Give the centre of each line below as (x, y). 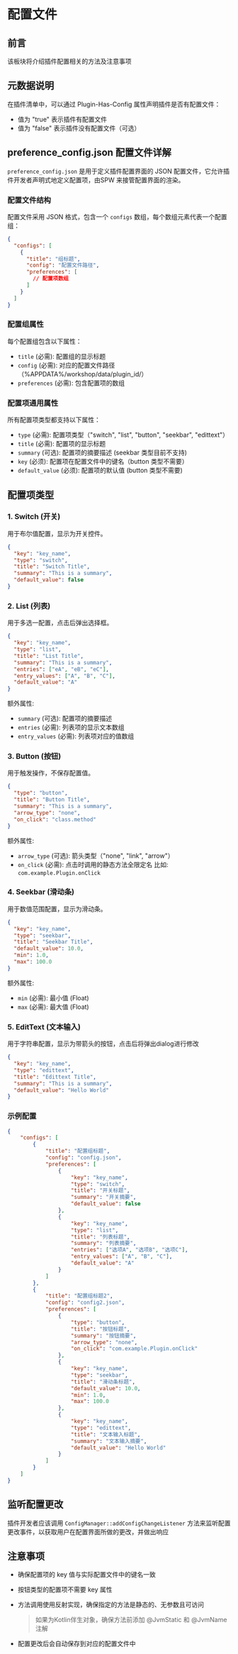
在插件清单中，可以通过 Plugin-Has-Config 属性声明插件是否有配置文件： (114, 104)
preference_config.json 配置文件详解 (89, 153)
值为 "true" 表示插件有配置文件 (62, 119)
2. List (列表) (29, 605)
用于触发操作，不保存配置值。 (51, 773)
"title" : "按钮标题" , (100, 1329)
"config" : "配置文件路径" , (63, 266)
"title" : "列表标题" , (100, 1237)
